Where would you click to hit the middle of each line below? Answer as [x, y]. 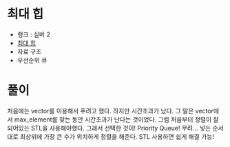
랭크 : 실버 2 [33, 34]
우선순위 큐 [32, 60]
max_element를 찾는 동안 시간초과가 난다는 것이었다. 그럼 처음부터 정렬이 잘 [116, 119]
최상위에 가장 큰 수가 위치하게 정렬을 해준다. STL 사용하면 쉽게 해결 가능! [117, 136]
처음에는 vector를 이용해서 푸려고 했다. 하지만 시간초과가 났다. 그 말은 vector [110, 111]
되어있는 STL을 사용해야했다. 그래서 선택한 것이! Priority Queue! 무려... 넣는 [109, 128]
